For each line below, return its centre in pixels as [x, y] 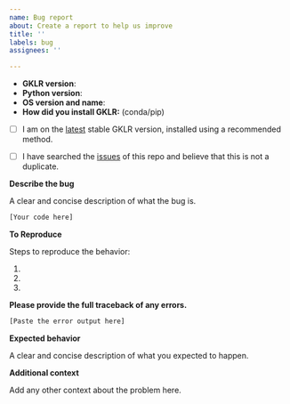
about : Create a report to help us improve [91, 26]
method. [37, 140]
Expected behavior [45, 338]
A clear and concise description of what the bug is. [103, 201]
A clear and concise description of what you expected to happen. [129, 356]
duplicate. [40, 166]
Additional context [44, 373]
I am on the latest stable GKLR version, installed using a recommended [152, 129]
